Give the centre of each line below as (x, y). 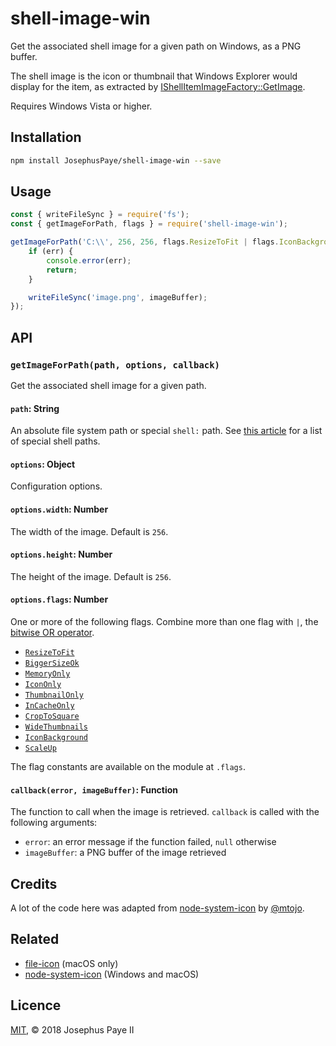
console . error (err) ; (89, 260)
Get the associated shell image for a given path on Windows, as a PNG (156, 46)
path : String (35, 408)
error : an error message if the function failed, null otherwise (150, 842)
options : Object (43, 464)
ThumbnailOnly (54, 695)
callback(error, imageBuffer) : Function (94, 789)
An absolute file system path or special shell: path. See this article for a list (166, 431)
